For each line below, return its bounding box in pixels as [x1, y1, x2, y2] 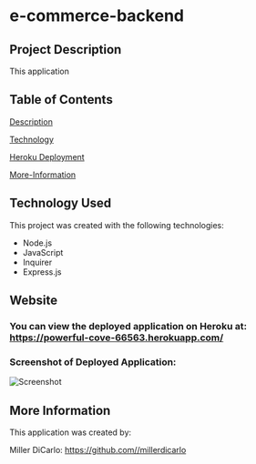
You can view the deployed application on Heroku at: [9, 319, 248, 332]
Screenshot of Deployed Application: [9, 356, 177, 368]
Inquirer [22, 257, 53, 267]
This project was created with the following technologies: [9, 219, 225, 230]
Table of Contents [9, 92, 114, 107]
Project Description [9, 42, 122, 57]
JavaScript [22, 247, 64, 257]
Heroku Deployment [9, 151, 85, 162]
